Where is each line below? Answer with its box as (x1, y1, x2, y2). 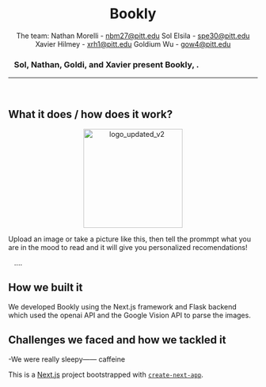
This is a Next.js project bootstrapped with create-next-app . (8, 370, 204, 379)
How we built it (8, 281, 83, 294)
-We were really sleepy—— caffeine (8, 354, 125, 364)
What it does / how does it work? (8, 108, 173, 121)
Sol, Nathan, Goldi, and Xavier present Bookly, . (13, 59, 199, 70)
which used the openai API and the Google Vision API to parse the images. (8, 310, 251, 320)
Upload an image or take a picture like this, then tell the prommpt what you (8, 234, 252, 244)
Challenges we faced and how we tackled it (8, 333, 226, 347)
